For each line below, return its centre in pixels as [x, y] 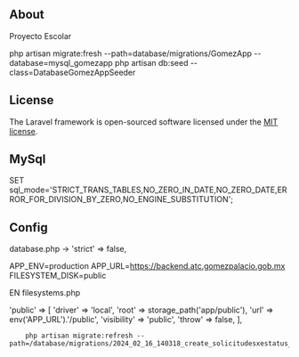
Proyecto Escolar [40, 36]
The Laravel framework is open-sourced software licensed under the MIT [144, 122]
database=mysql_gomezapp [61, 62]
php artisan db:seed [151, 62]
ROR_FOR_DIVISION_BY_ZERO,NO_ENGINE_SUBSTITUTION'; [121, 199]
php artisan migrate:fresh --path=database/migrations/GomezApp [130, 53]
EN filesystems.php [45, 293]
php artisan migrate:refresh [79, 336]
